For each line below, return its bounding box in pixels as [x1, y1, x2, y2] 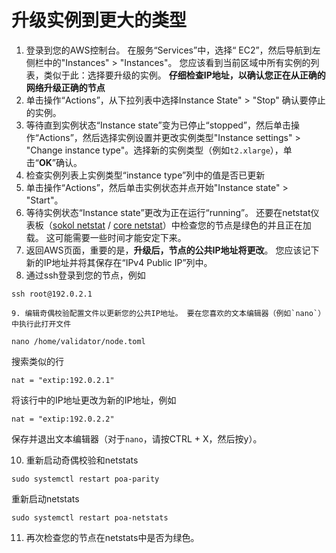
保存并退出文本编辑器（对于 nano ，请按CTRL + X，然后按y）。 [11, 432, 263, 445]
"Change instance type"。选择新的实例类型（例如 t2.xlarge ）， [25, 144, 284, 156]
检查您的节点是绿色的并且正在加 [179, 219, 312, 231]
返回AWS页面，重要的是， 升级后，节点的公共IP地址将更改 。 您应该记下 [25, 244, 320, 256]
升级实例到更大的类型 [11, 9, 188, 32]
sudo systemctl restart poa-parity [11, 474, 160, 484]
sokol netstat [52, 219, 106, 231]
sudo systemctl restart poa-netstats [11, 512, 169, 523]
